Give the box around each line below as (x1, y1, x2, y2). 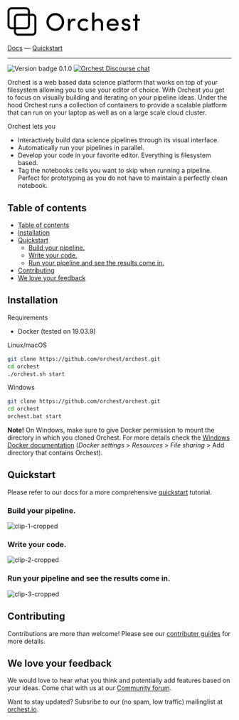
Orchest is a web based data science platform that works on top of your (7, 78, 218, 87)
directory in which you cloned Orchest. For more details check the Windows (7, 433, 230, 442)
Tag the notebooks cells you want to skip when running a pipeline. (17, 166, 212, 175)
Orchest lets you (7, 122, 55, 131)
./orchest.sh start (7, 370, 65, 378)
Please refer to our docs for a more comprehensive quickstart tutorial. (7, 487, 212, 497)
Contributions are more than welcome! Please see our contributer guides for (7, 629, 231, 637)
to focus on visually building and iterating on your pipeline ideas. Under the (7, 93, 228, 102)
